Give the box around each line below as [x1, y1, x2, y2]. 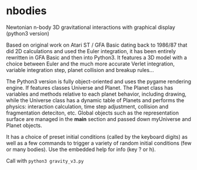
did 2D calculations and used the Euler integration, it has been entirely [6, 47, 176, 54]
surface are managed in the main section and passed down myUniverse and [6, 115, 191, 122]
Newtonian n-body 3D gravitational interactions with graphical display [6, 24, 175, 31]
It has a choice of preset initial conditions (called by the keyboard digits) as [6, 133, 188, 140]
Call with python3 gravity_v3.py [6, 157, 84, 164]
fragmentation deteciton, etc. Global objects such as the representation [6, 109, 179, 116]
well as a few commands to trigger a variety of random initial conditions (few [6, 139, 192, 146]
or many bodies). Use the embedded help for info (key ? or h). [6, 146, 156, 153]
